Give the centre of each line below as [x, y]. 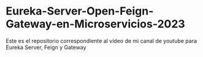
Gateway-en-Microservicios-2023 [95, 24]
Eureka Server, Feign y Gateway [46, 47]
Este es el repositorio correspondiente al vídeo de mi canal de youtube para [101, 41]
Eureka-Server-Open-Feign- [80, 11]
